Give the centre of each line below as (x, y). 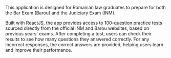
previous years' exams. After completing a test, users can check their (79, 34)
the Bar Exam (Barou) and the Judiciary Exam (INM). (60, 13)
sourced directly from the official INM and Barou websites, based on (77, 28)
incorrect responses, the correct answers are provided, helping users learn (84, 45)
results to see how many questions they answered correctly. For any (77, 39)
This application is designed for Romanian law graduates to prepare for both (86, 7)
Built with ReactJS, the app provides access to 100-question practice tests (84, 23)
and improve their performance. (39, 50)
